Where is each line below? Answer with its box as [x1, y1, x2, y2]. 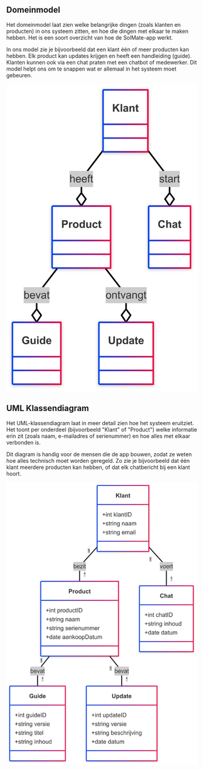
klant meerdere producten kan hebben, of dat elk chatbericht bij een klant [6, 463, 190, 471]
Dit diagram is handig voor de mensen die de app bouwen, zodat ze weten [6, 450, 192, 458]
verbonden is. [6, 439, 41, 446]
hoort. [6, 470, 22, 477]
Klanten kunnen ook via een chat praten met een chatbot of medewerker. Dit [6, 58, 197, 66]
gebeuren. [6, 71, 32, 78]
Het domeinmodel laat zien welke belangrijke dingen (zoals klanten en [6, 21, 181, 28]
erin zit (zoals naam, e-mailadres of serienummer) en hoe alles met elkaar [6, 432, 191, 440]
